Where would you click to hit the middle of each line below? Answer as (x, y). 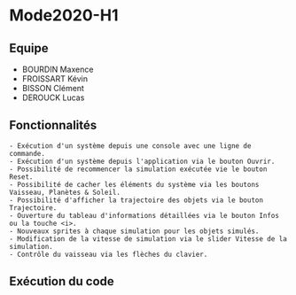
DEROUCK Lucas (53, 97)
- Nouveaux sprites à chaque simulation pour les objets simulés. (134, 231)
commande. (27, 153)
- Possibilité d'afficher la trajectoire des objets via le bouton (136, 200)
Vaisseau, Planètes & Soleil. (65, 192)
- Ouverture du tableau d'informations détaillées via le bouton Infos (144, 215)
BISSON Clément (53, 88)
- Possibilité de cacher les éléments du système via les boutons (134, 184)
